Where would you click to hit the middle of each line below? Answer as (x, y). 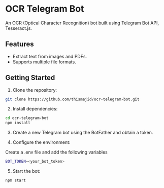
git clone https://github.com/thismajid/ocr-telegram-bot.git (72, 99)
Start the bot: (26, 171)
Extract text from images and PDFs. (50, 56)
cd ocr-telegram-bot (27, 118)
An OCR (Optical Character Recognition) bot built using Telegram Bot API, (82, 23)
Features (20, 44)
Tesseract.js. (19, 28)
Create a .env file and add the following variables (57, 152)
